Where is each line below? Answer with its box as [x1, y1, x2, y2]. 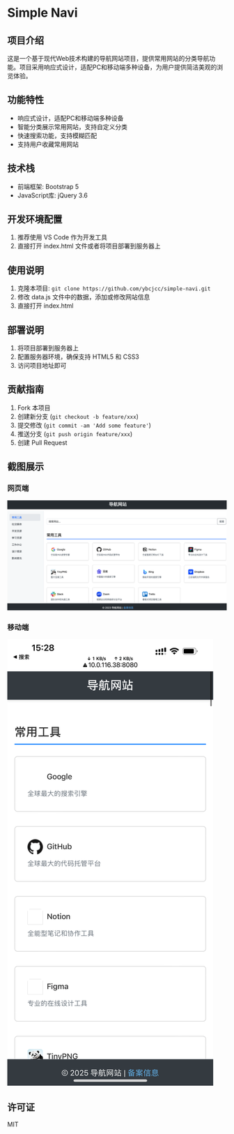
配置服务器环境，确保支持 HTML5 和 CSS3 [17, 352, 139, 361]
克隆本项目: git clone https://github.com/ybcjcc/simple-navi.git [17, 284, 211, 292]
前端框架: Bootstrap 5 [17, 182, 79, 191]
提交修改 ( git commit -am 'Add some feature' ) [17, 421, 152, 429]
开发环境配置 [7, 214, 63, 225]
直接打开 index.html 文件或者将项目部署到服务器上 [17, 242, 161, 251]
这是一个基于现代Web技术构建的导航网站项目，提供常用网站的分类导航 [7, 54, 210, 62]
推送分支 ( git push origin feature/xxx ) [17, 429, 133, 438]
